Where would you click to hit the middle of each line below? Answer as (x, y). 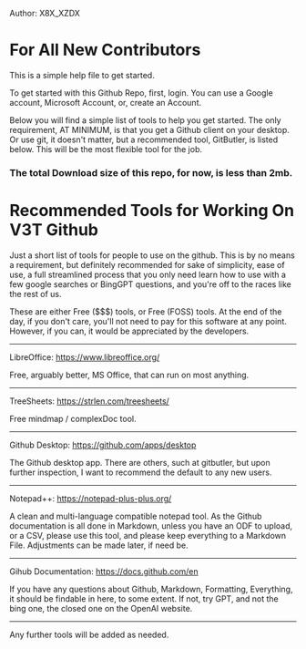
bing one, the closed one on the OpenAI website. (101, 608)
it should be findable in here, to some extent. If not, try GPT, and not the (144, 598)
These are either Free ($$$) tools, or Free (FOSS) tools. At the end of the (146, 311)
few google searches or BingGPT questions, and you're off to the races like (150, 284)
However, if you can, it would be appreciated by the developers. (129, 331)
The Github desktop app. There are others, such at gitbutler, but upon (140, 462)
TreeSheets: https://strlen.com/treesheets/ (90, 401)
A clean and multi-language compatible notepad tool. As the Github (136, 516)
